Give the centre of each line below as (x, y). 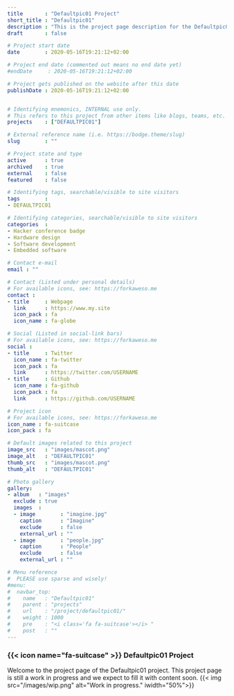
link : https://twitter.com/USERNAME (76, 373)
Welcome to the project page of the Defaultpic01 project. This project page (115, 670)
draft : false (37, 33)
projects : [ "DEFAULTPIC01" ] (54, 122)
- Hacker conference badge (46, 231)
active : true (36, 160)
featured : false (37, 180)
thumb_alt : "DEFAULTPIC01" (51, 469)
